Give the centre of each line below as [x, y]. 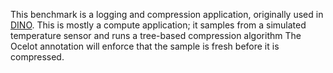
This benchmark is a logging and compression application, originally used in [167, 14]
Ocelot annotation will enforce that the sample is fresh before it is [145, 46]
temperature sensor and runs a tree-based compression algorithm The [156, 35]
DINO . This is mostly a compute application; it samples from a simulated [158, 25]
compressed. [37, 57]
